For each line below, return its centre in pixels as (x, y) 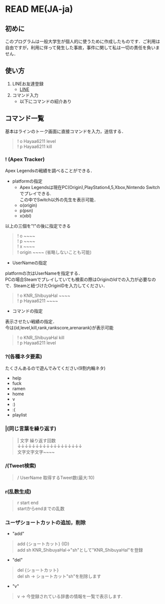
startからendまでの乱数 (41, 509)
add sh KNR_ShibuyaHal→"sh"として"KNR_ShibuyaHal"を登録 (80, 550)
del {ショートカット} (38, 570)
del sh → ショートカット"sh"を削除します (59, 576)
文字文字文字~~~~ (36, 452)
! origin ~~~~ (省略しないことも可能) (54, 252)
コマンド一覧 (25, 118)
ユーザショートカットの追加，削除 (46, 523)
